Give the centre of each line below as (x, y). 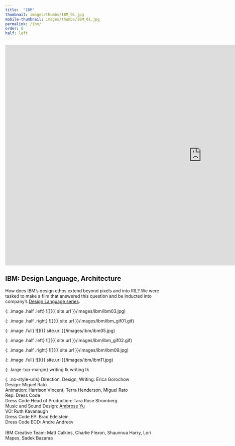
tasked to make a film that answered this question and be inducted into (79, 296)
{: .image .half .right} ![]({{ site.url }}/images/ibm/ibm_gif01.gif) (70, 321)
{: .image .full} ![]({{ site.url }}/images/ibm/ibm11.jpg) (59, 360)
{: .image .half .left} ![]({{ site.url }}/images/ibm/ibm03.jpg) (66, 311)
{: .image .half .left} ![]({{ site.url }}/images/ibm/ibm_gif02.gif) (69, 340)
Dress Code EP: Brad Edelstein (37, 416)
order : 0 (14, 29)
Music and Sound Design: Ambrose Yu (45, 406)
